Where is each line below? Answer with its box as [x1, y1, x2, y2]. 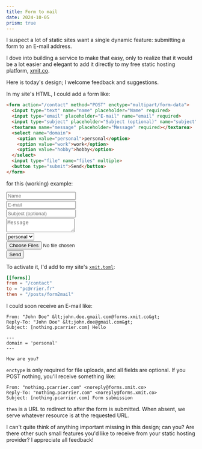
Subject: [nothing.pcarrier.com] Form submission [6, 395, 133, 401]
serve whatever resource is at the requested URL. [6, 412, 129, 419]
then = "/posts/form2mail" [6, 292, 74, 298]
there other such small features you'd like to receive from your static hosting [6, 430, 195, 437]
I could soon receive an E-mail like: [6, 303, 93, 310]
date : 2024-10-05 [6, 14, 50, 20]
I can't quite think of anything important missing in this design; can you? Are [6, 424, 195, 431]
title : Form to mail [6, 8, 58, 15]
